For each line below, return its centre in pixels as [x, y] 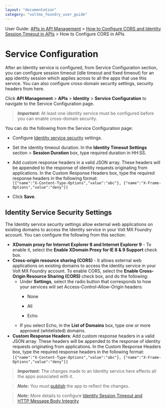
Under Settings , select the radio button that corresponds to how [85, 282]
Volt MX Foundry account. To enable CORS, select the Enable [75, 271]
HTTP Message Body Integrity [48, 401]
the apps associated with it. [45, 377]
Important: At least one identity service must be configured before [85, 113]
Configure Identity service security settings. [57, 138]
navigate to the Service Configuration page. [50, 104]
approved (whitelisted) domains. [53, 331]
